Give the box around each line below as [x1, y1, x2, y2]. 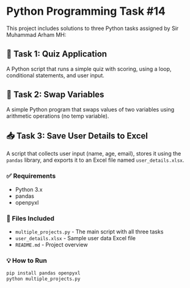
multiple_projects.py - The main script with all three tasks [15, 228, 164, 235]
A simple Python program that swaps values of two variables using [6, 105, 175, 113]
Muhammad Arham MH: [6, 31, 67, 38]
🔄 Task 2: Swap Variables [6, 89, 104, 100]
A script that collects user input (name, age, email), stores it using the [6, 150, 181, 157]
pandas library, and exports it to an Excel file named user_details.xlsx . [6, 156, 185, 164]
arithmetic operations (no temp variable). [6, 112, 109, 119]
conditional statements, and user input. [6, 72, 105, 79]
